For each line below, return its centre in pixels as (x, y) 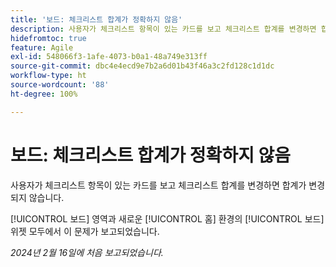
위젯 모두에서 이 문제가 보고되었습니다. (85, 231)
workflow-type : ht (48, 76)
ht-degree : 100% (44, 94)
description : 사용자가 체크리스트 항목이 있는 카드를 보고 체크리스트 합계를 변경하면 (163, 29)
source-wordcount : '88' (60, 85)
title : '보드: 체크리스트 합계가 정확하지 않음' (96, 19)
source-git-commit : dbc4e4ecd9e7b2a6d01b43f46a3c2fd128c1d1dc (142, 66)
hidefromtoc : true (48, 38)
